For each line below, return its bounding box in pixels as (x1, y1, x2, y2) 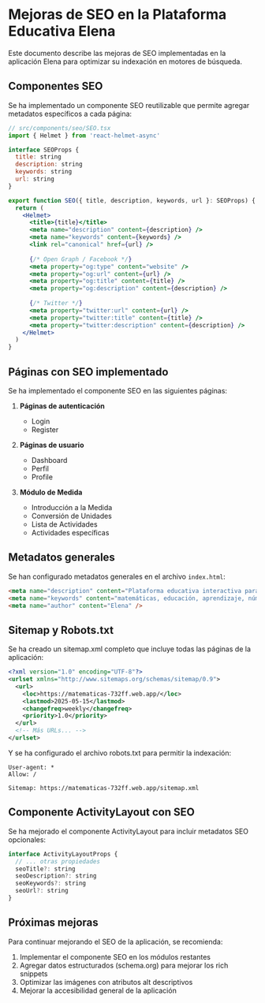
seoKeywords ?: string (15, 879, 87, 888)
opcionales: (8, 834, 46, 845)
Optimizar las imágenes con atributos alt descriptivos (19, 977, 193, 986)
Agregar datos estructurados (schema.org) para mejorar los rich (19, 960, 229, 970)
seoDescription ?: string (15, 872, 97, 880)
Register (31, 424, 59, 434)
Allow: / (8, 770, 37, 778)
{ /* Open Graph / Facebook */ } (28, 255, 132, 263)
